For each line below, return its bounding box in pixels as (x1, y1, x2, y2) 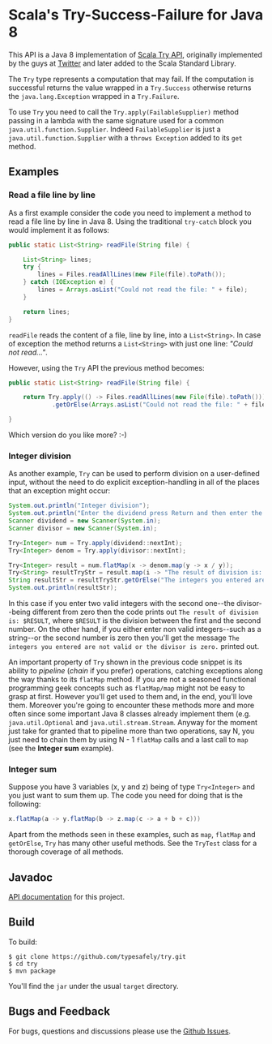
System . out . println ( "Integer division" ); (8, 501, 151, 510)
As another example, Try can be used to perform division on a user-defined (8, 469, 261, 479)
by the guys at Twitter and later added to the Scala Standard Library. (8, 58, 236, 68)
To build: (8, 937, 38, 947)
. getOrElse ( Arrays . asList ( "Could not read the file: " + (51, 401, 249, 409)
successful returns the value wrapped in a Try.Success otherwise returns (8, 83, 252, 92)
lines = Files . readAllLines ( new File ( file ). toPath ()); (37, 270, 227, 279)
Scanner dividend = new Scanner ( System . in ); (8, 517, 161, 525)
